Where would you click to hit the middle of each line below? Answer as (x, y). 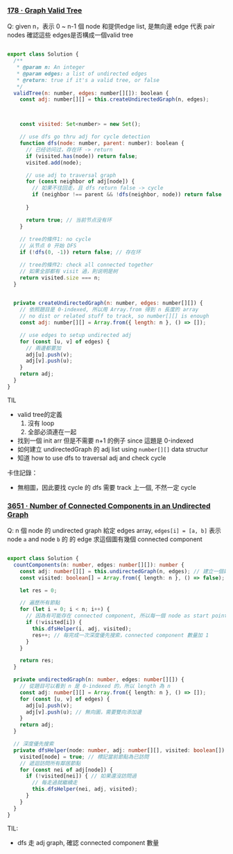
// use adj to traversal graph (71, 175)
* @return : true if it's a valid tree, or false (88, 80)
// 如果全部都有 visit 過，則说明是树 (69, 271)
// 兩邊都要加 (43, 348)
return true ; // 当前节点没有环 (69, 220)
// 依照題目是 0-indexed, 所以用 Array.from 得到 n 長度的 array (109, 310)
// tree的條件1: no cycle (55, 239)
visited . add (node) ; (53, 163)
